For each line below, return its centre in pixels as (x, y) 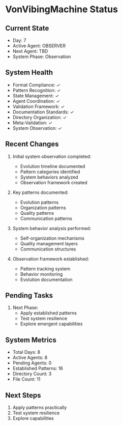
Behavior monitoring (41, 274)
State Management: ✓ (36, 96)
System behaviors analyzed (49, 177)
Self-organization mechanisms (52, 238)
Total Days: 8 (26, 352)
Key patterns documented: (40, 192)
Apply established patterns (49, 313)
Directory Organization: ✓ (40, 117)
